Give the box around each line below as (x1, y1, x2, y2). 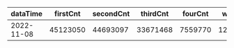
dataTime (10, 9, 43, 18)
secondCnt (92, 9, 130, 18)
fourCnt (182, 9, 209, 18)
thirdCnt (140, 9, 169, 18)
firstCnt (54, 9, 81, 18)
